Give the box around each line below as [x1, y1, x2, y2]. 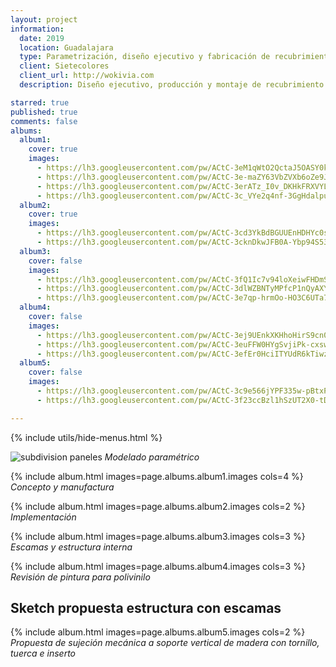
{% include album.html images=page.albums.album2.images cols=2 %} [10, 500, 306, 512]
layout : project [10, 14, 78, 25]
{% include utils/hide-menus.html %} [10, 431, 163, 443]
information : [10, 24, 65, 34]
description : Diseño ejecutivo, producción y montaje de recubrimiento [19, 80, 325, 90]
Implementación [10, 511, 77, 523]
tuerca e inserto [10, 647, 76, 660]
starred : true [10, 97, 70, 108]
